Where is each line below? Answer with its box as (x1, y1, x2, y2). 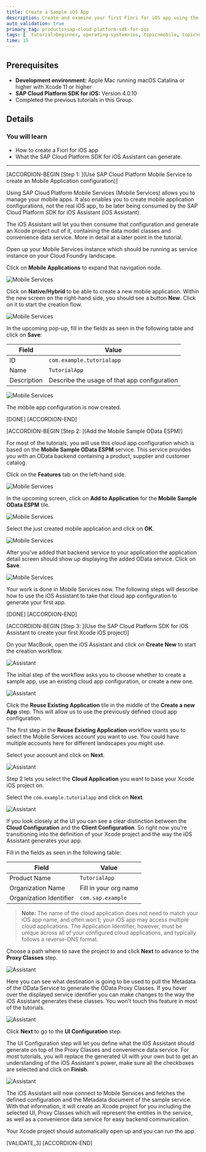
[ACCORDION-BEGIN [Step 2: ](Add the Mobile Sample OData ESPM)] (6, 427, 183, 435)
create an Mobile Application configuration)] (6, 177, 118, 184)
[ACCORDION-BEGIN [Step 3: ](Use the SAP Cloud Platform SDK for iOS (6, 622, 189, 629)
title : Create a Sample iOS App (6, 9, 89, 15)
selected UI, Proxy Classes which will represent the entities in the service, (6, 1109, 193, 1116)
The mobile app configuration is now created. (6, 403, 121, 411)
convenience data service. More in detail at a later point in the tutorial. (6, 233, 183, 241)
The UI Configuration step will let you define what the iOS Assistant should (6, 1039, 195, 1047)
